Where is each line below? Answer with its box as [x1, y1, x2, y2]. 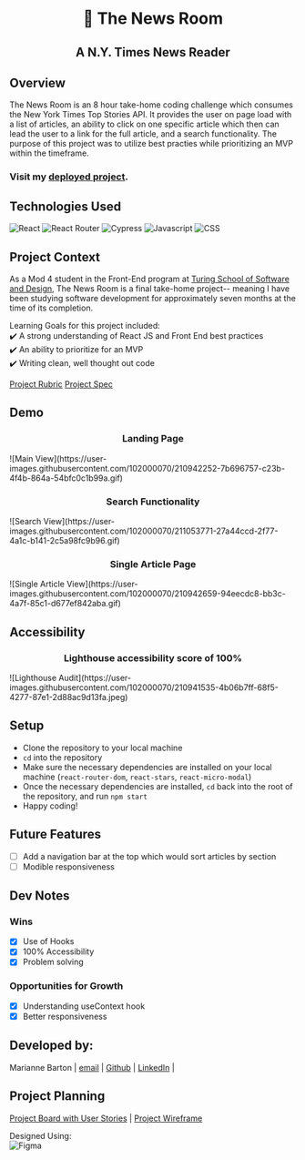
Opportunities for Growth [9, 980, 124, 992]
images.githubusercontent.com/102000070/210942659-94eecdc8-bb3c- [9, 588, 287, 599]
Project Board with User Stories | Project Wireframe [9, 1113, 203, 1124]
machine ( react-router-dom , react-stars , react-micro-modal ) [22, 771, 252, 782]
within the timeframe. [9, 148, 89, 158]
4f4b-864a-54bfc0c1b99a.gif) [9, 473, 123, 483]
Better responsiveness [22, 1011, 107, 1022]
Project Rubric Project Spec [9, 378, 114, 390]
